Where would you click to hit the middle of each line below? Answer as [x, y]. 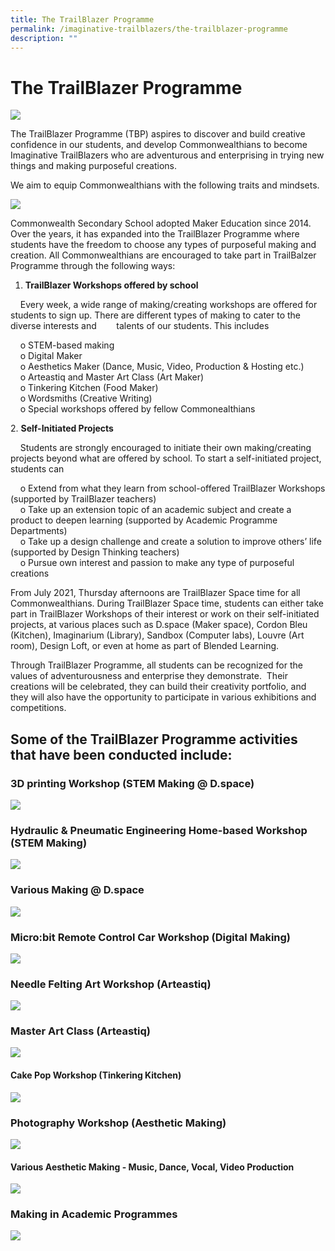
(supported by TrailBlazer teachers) [83, 499]
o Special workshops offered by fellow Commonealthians [137, 409]
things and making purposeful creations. [93, 166]
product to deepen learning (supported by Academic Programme [144, 520]
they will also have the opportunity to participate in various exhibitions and [163, 697]
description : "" [44, 38]
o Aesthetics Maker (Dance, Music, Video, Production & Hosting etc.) [162, 367]
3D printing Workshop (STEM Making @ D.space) [132, 783]
